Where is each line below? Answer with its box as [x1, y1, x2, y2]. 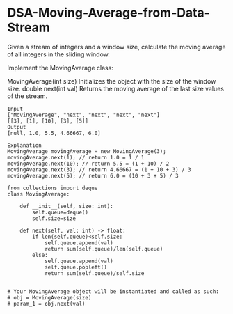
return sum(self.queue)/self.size [44, 269, 145, 276]
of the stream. [7, 92, 47, 100]
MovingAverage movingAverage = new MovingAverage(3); [7, 148, 167, 155]
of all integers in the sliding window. [7, 50, 110, 58]
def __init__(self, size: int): [19, 203, 113, 210]
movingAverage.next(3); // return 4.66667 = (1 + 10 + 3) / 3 [7, 166, 191, 173]
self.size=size [32, 214, 77, 222]
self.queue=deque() [32, 209, 89, 216]
